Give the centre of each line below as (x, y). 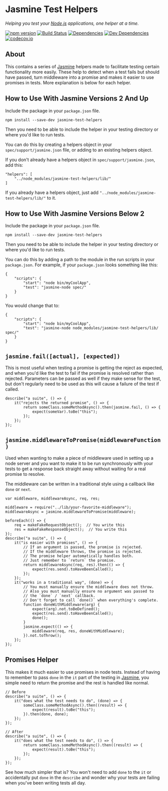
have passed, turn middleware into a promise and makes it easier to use (80, 77)
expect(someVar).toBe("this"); (65, 412)
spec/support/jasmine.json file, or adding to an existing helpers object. (79, 150)
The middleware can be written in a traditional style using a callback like (80, 484)
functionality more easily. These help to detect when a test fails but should (82, 72)
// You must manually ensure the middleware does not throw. (89, 587)
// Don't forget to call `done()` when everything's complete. (91, 600)
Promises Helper (32, 660)
